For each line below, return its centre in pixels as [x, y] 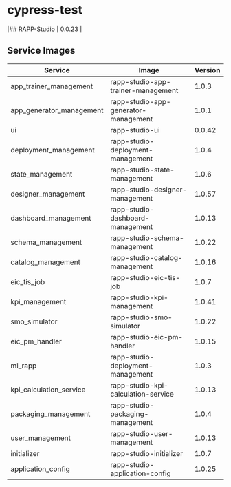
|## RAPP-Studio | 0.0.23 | [45, 29]
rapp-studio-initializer [146, 453]
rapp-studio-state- [142, 170]
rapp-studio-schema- [147, 238]
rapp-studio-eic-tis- [145, 277]
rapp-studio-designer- [148, 190]
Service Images [41, 51]
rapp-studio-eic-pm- [146, 337]
